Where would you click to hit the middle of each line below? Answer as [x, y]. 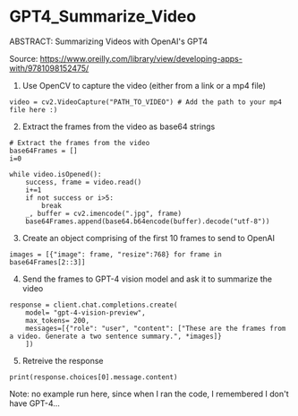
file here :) [34, 109]
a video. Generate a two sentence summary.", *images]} [115, 336]
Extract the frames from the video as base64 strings [119, 126]
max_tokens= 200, [58, 320]
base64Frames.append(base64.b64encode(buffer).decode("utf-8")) [148, 221]
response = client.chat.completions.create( [94, 305]
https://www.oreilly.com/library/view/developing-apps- [141, 58]
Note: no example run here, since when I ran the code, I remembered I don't [149, 394]
